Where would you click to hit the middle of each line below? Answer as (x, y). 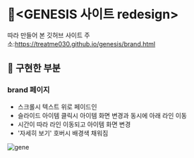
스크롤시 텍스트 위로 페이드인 (57, 107)
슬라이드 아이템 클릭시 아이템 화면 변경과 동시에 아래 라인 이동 (102, 115)
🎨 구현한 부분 (34, 68)
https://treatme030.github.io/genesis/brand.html (85, 44)
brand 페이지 (29, 90)
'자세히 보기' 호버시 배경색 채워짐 (63, 133)
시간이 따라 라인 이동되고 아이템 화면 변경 (74, 124)
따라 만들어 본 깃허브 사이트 (45, 35)
